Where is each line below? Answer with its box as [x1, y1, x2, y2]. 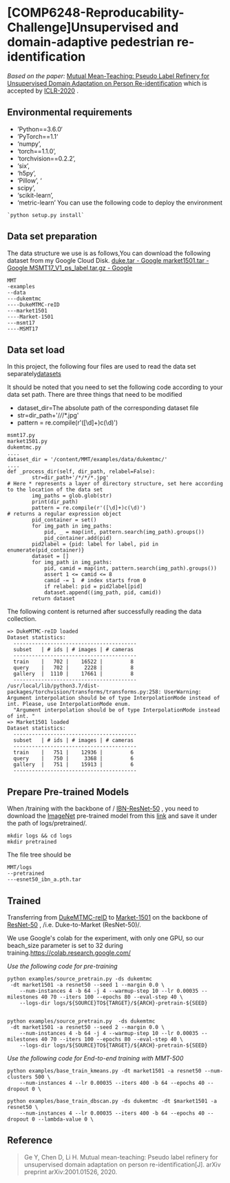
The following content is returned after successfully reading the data [7, 607, 202, 616]
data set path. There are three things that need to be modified [7, 391, 182, 399]
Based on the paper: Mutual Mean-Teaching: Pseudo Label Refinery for [7, 71, 210, 80]
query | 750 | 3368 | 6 [13, 755, 134, 762]
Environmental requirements [7, 106, 133, 118]
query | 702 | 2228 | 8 [13, 664, 134, 671]
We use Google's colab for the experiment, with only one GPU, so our [7, 934, 205, 942]
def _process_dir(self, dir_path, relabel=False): [7, 468, 156, 475]
